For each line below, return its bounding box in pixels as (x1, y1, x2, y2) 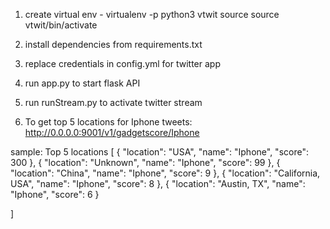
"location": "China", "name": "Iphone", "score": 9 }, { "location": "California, (10, 167, 321, 179)
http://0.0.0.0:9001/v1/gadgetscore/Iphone (24, 127, 200, 138)
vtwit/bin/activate (24, 19, 98, 31)
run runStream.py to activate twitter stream (24, 97, 203, 108)
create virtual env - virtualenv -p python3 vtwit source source (24, 9, 280, 20)
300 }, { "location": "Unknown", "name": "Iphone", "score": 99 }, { (10, 157, 281, 168)
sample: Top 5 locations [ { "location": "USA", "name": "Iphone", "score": (10, 146, 309, 158)
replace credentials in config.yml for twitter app (24, 58, 221, 69)
